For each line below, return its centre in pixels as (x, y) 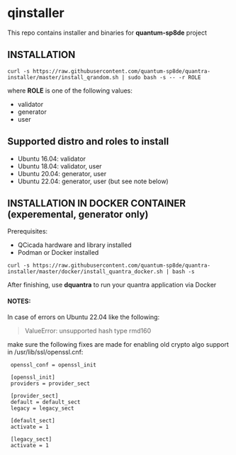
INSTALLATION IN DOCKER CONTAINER (97, 203)
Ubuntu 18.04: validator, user (60, 166)
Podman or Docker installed (58, 253)
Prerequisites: (28, 231)
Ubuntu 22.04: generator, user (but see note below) (93, 181)
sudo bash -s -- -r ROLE (164, 77)
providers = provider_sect (50, 384)
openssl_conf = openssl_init (54, 365)
